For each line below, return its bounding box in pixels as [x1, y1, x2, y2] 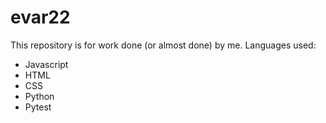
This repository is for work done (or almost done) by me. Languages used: [10, 39, 317, 51]
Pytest [24, 101, 52, 113]
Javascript [24, 58, 69, 70]
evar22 [10, 6, 71, 29]
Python [24, 90, 55, 102]
